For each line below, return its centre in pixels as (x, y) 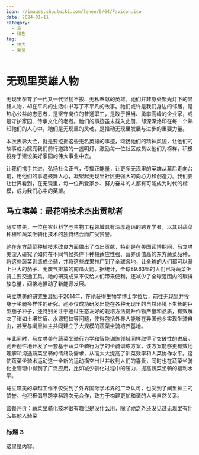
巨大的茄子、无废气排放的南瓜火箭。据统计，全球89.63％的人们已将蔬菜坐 (101, 269)
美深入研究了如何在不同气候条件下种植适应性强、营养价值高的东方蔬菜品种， (99, 254)
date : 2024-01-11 (28, 17)
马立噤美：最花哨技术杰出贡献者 (65, 211)
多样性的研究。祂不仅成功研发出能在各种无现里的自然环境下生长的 (107, 303)
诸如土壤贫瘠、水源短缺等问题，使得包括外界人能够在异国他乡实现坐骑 (102, 318)
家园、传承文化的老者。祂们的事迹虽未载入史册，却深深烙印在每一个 (105, 121)
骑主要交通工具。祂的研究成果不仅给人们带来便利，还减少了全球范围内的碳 (97, 276)
